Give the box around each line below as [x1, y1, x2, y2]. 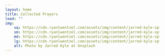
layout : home [5, 7, 32, 12]
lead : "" [5, 16, 23, 21]
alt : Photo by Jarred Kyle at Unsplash [14, 43, 96, 48]
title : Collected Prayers [5, 12, 58, 17]
